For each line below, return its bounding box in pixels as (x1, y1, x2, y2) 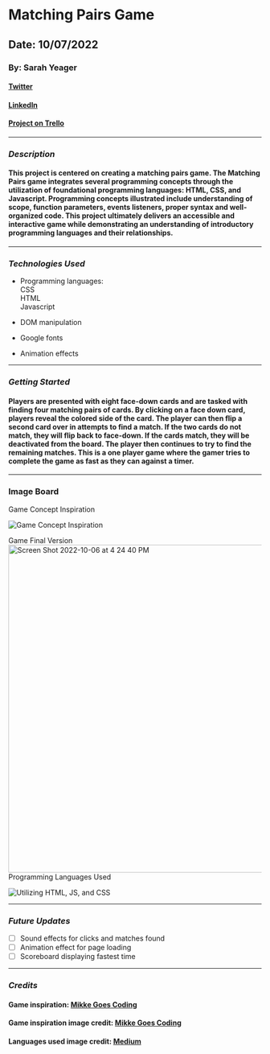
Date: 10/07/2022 (8, 38, 99, 51)
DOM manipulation (19, 318, 82, 327)
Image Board (8, 486, 59, 497)
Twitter (8, 82, 34, 92)
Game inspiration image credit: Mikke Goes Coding (8, 1018, 182, 1027)
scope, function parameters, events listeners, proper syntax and (8, 203, 229, 212)
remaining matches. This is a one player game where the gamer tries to (8, 447, 251, 457)
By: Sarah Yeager (8, 62, 78, 73)
